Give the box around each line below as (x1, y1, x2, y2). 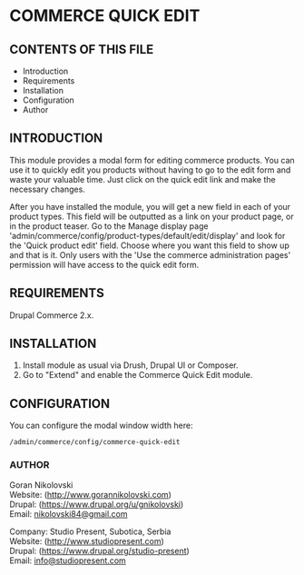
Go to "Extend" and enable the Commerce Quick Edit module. (22, 370, 253, 381)
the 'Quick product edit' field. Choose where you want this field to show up (9, 240, 290, 251)
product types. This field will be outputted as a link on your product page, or (9, 211, 294, 222)
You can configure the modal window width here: (9, 420, 193, 431)
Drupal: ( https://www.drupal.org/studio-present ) (9, 545, 191, 556)
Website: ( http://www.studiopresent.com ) (9, 535, 165, 546)
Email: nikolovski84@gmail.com (9, 508, 128, 519)
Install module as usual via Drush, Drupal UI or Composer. (22, 360, 239, 371)
